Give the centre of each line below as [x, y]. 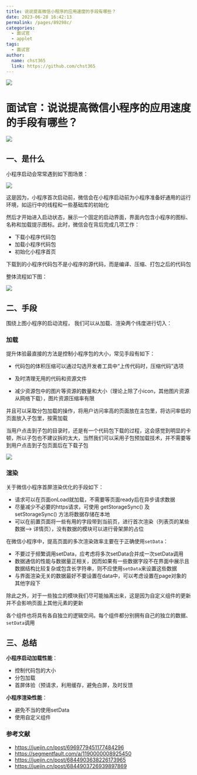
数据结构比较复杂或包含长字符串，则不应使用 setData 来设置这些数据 [96, 568]
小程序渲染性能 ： [27, 698]
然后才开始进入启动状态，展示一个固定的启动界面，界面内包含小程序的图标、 [98, 217]
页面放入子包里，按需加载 [37, 418]
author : [16, 55]
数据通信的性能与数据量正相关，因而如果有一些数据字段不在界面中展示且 [102, 561]
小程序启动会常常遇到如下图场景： [47, 174]
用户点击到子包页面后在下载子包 [50, 445]
